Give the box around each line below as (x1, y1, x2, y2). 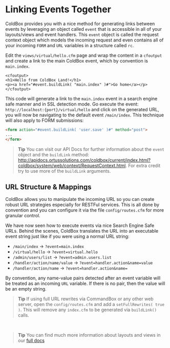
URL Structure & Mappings (5, 182, 92, 191)
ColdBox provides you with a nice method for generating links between (5, 21, 155, 27)
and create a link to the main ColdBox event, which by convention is (5, 57, 148, 64)
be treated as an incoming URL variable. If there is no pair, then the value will (5, 280, 165, 286)
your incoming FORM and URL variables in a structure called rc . (5, 42, 134, 48)
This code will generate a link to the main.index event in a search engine (5, 95, 158, 101)
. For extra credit (125, 162, 161, 169)
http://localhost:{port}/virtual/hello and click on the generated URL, (5, 106, 160, 112)
